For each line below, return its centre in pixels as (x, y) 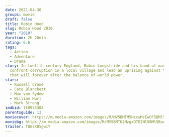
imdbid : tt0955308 (24, 108)
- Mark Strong (24, 103)
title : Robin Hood (24, 24)
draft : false (19, 19)
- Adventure (22, 56)
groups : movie (20, 15)
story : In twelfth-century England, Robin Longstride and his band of (81, 66)
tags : (11, 47)
